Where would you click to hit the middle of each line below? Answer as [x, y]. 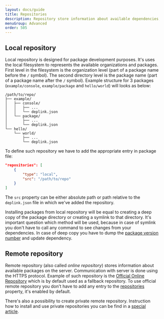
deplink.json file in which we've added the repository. [60, 203]
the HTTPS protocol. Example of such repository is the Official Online [75, 276]
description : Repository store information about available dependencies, [83, 19]
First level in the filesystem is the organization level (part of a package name [82, 70]
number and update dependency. [39, 238]
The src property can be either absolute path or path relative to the [73, 197]
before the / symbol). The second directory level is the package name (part [81, 75]
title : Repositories [26, 14]
